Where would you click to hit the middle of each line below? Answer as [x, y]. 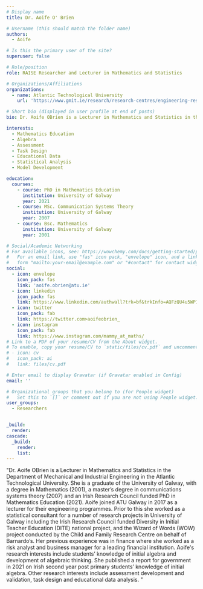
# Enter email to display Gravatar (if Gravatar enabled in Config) [94, 375]
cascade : [17, 436]
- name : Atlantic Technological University [67, 95]
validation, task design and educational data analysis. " [75, 580]
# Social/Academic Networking [44, 246]
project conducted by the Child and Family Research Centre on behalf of [96, 534]
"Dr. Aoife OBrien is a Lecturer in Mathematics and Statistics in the [89, 470]
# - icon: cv [23, 353]
